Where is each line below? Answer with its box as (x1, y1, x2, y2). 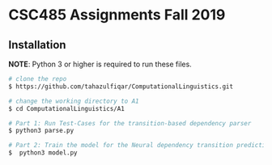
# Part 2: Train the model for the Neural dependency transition (8, 142, 233, 150)
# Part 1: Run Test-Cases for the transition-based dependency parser (8, 119, 252, 127)
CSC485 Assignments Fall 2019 (8, 6, 226, 24)
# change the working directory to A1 (8, 97, 139, 105)
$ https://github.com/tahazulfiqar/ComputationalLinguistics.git (8, 82, 233, 91)
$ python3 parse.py (8, 127, 74, 135)
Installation (8, 38, 66, 52)
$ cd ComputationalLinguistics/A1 (8, 104, 125, 112)
